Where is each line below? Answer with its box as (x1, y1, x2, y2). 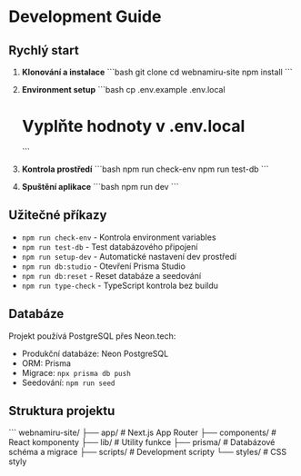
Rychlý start (8, 43, 79, 58)
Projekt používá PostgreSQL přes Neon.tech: (8, 330, 176, 342)
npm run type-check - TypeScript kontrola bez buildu (21, 280, 219, 291)
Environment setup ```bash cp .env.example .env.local (21, 84, 226, 94)
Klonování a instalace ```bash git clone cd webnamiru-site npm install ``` (21, 66, 293, 77)
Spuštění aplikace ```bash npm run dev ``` (21, 181, 179, 192)
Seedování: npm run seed (21, 377, 115, 388)
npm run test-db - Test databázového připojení (21, 241, 198, 252)
